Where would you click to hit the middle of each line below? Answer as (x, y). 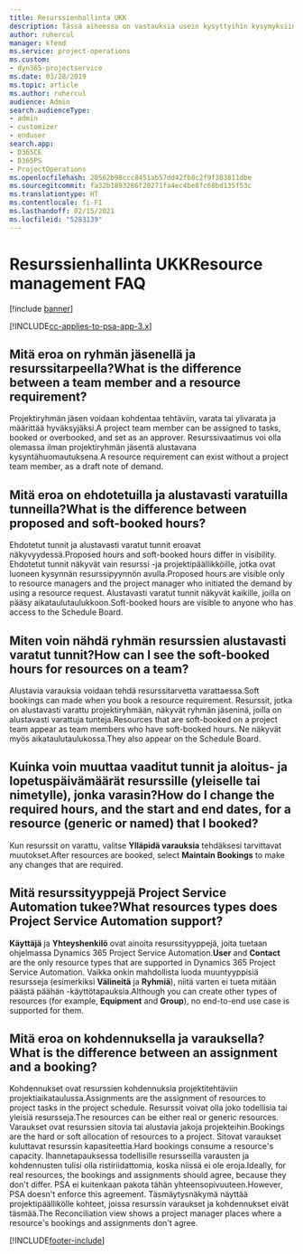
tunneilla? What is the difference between (128, 509)
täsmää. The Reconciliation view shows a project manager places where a (146, 1213)
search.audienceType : (50, 110)
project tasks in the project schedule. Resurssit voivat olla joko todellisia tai (148, 1108)
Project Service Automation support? (116, 922)
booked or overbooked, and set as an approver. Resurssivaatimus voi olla (145, 438)
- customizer (34, 127)
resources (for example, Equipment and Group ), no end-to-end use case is (150, 1001)
